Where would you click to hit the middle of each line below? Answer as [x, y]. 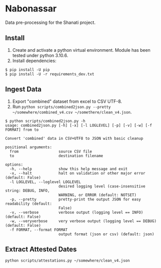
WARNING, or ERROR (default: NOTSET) [97, 195]
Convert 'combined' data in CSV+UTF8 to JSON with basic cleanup [74, 138]
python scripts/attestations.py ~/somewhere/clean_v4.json [68, 261]
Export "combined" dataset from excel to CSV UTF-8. [67, 101]
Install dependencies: [34, 61]
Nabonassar [31, 9]
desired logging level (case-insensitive [102, 186]
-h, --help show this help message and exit [69, 169]
